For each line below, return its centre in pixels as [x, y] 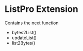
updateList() [24, 38]
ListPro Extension [41, 9]
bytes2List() [24, 32]
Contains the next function [32, 23]
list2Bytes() [23, 43]
